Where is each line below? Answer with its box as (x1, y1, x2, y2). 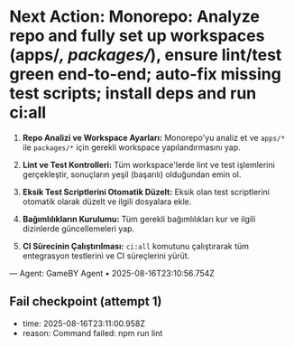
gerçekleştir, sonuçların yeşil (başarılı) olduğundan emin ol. (22, 169, 242, 180)
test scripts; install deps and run (9, 83, 257, 104)
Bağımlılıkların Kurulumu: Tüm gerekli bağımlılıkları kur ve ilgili (22, 213, 256, 224)
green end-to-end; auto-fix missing (9, 64, 281, 85)
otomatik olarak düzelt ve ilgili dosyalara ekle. (22, 196, 192, 207)
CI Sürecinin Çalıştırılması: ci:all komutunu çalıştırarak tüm (22, 240, 250, 251)
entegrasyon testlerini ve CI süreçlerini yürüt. (22, 250, 190, 261)
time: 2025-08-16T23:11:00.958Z (22, 318, 146, 329)
